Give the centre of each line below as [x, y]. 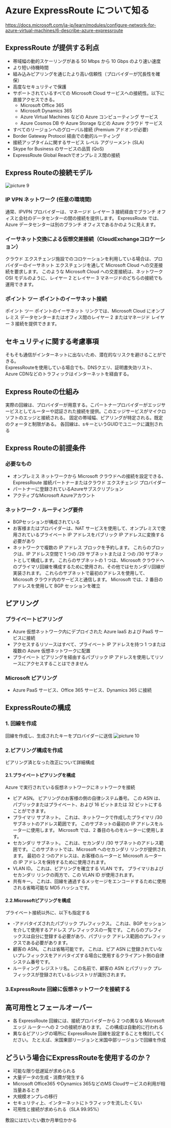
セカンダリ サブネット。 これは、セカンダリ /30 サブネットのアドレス [86, 843]
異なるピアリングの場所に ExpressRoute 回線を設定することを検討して [87, 1033]
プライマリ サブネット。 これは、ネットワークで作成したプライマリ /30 [87, 817]
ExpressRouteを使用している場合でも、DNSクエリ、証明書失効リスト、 [80, 368]
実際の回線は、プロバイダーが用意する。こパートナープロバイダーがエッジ [83, 405]
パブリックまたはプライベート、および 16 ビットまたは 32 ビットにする [87, 805]
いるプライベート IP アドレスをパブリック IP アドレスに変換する [97, 535]
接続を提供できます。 [37, 324]
